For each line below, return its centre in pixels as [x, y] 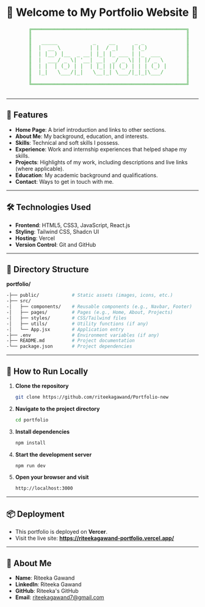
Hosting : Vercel [35, 238]
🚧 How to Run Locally [47, 371]
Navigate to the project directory [57, 409]
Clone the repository [42, 386]
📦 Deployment [36, 514]
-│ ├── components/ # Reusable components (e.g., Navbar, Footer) [99, 307]
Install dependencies [42, 431]
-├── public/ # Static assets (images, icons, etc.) [90, 296]
